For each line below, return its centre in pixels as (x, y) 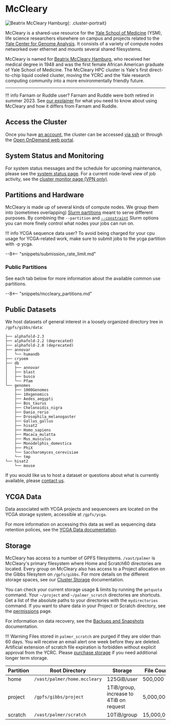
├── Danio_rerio (32, 412)
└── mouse (25, 466)
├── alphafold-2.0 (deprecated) (39, 345)
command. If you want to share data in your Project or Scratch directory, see (85, 606)
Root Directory (68, 670)
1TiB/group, (121, 687)
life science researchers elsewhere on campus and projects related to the (82, 38)
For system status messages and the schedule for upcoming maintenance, (83, 168)
